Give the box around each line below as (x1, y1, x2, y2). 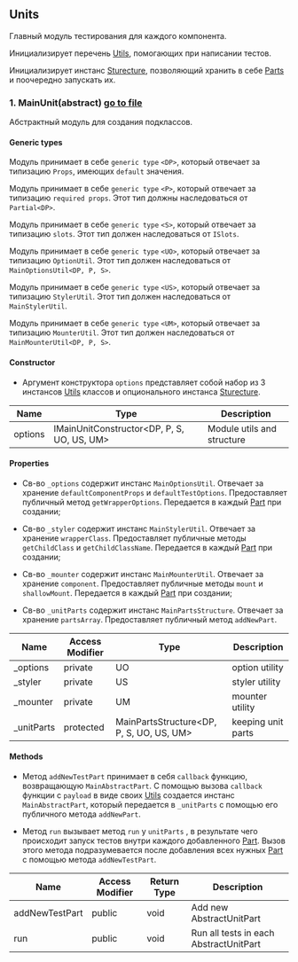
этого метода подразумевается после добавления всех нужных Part (21, 844, 284, 855)
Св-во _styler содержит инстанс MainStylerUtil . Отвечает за (21, 523, 255, 534)
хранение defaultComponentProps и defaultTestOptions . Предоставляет (21, 487, 288, 497)
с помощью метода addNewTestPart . (21, 854, 157, 864)
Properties (9, 458, 50, 469)
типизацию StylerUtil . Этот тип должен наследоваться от (9, 292, 231, 302)
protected (63, 721, 105, 733)
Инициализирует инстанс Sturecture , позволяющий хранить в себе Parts (9, 65, 285, 75)
